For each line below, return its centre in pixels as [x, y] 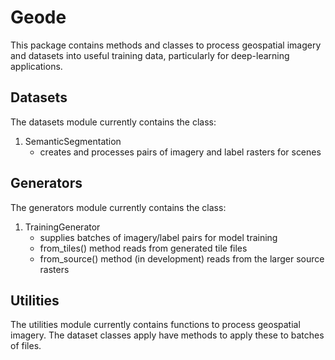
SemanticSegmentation [73, 141]
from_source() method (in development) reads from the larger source [182, 258]
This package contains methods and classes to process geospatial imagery [166, 45]
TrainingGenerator [62, 227]
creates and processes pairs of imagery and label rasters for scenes [180, 152]
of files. [26, 346]
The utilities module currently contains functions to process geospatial [155, 325]
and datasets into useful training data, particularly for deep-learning [150, 55]
